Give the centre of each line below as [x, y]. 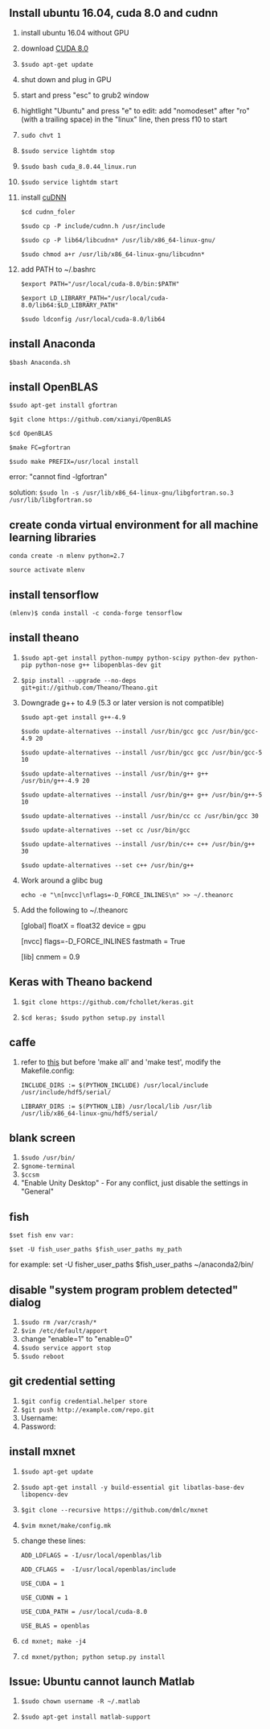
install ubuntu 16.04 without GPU [75, 32]
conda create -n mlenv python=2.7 [67, 556]
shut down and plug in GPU [66, 79]
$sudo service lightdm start [70, 182]
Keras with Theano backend [81, 982]
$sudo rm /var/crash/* [59, 1322]
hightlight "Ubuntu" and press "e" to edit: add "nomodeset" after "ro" [135, 110]
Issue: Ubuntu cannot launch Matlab [102, 1681]
